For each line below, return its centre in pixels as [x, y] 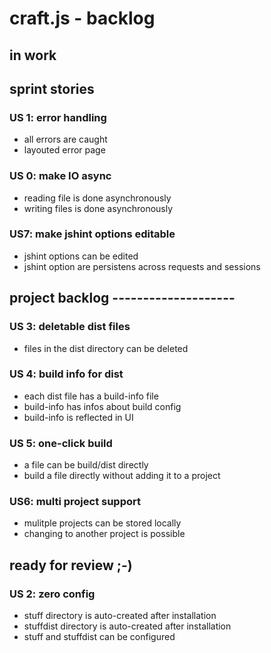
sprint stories [52, 88]
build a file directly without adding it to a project [122, 476]
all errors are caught [65, 139]
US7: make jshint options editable [92, 234]
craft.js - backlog [82, 18]
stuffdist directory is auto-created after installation [127, 626]
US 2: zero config [52, 594]
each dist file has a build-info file [91, 396]
